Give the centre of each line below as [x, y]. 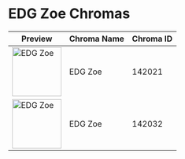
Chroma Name [97, 39]
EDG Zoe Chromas [69, 14]
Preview [37, 39]
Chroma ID [152, 39]
